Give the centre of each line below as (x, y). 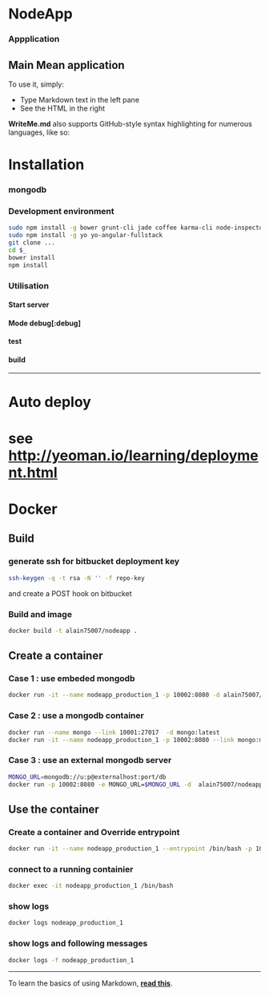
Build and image (40, 614)
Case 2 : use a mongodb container (76, 716)
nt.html (33, 472)
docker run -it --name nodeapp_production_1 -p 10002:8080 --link (121, 740)
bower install (32, 257)
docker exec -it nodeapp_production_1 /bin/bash (91, 886)
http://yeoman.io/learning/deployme (133, 456)
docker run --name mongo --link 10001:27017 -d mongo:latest (114, 732)
